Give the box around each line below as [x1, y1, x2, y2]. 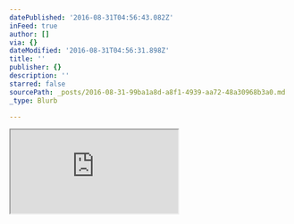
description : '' [9, 71, 70, 80]
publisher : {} [9, 63, 63, 72]
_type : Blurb [9, 95, 58, 105]
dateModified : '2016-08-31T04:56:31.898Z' [9, 46, 170, 55]
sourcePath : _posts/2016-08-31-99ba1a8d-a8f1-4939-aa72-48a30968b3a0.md [9, 87, 286, 96]
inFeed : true [9, 21, 58, 30]
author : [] [9, 29, 50, 38]
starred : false [9, 79, 66, 88]
